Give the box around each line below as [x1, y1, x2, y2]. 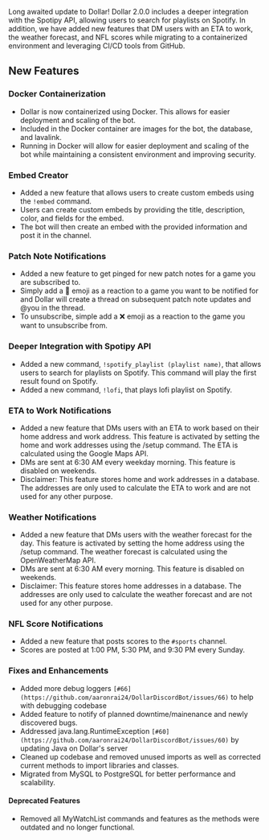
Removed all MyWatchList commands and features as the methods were [19, 813, 259, 823]
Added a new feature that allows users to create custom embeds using [19, 187, 255, 197]
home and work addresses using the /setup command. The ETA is [19, 440, 238, 450]
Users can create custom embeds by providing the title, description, [19, 204, 246, 214]
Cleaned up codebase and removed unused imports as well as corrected [19, 751, 261, 761]
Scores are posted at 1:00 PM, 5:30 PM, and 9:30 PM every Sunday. [19, 645, 246, 655]
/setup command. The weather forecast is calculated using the [19, 547, 228, 557]
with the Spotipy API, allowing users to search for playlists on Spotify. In [8, 15, 247, 25]
